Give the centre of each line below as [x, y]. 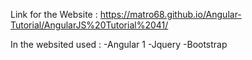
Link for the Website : [54, 14]
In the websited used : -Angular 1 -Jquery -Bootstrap [119, 44]
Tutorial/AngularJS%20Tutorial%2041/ [89, 25]
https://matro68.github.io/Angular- [170, 14]
